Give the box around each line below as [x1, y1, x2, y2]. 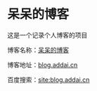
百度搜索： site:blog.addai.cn [7, 75, 90, 84]
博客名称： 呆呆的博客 [7, 45, 69, 54]
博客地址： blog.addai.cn [7, 60, 78, 69]
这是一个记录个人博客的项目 [7, 31, 88, 39]
